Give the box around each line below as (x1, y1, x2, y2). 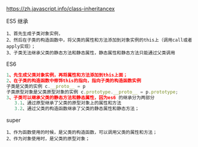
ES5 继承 (6, 17, 28, 25)
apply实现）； (6, 43, 36, 49)
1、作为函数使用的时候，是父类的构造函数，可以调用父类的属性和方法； (6, 130, 158, 136)
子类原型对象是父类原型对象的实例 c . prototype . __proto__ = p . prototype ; (6, 89, 179, 95)
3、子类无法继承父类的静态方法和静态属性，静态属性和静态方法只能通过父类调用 (6, 50, 176, 56)
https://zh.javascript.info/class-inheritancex (6, 5, 115, 12)
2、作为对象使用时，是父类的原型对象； (6, 136, 91, 142)
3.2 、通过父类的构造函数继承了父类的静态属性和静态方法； (14, 105, 140, 112)
